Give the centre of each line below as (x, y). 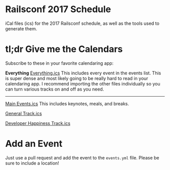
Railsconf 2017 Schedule (58, 9)
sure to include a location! (32, 163)
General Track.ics (24, 113)
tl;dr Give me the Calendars (64, 49)
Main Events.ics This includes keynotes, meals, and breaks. (67, 103)
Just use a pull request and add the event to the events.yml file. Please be (82, 157)
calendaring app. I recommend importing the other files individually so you (83, 83)
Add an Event (34, 144)
